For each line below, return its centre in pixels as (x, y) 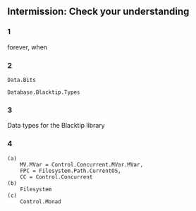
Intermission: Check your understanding (98, 12)
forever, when (27, 47)
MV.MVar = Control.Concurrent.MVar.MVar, (81, 164)
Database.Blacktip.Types (44, 92)
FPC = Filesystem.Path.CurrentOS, (71, 171)
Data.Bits (22, 80)
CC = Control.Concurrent (56, 177)
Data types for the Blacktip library (56, 126)
